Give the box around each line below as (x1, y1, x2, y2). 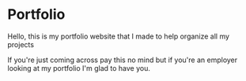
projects (7, 39, 35, 49)
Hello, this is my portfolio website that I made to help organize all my (7, 31, 230, 41)
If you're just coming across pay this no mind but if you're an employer (7, 55, 238, 64)
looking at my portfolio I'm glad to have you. (7, 63, 151, 72)
